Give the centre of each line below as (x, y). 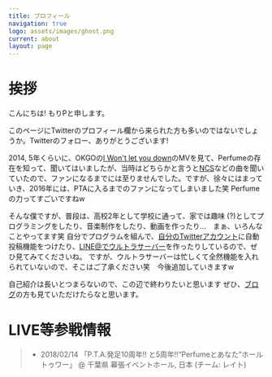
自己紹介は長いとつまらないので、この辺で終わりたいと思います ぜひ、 (127, 284)
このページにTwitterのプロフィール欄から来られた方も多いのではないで (127, 130)
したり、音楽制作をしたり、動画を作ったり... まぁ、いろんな (160, 226)
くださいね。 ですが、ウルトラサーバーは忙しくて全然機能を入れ (151, 256)
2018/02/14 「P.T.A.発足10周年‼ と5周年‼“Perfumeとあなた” (141, 354)
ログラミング (30, 226)
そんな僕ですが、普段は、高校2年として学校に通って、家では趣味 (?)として (133, 216)
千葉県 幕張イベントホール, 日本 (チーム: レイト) (166, 364)
